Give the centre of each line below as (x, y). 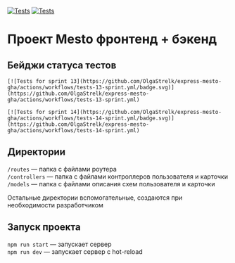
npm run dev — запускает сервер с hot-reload (75, 251)
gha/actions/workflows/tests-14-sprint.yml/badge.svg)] (91, 118)
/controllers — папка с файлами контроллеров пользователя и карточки (118, 177)
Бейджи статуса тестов (62, 65)
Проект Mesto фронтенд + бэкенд (112, 39)
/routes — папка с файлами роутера (62, 169)
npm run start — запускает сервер (59, 244)
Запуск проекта (44, 227)
